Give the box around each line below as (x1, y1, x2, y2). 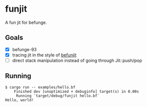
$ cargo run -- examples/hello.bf (5, 85, 76, 89)
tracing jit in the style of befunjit (12, 52, 77, 58)
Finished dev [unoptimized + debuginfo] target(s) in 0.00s (14, 89, 139, 94)
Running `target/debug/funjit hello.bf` (16, 93, 99, 98)
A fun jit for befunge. (5, 19, 48, 25)
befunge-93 (12, 46, 37, 52)
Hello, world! (5, 97, 34, 103)
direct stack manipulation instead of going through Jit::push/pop (12, 57, 142, 63)
